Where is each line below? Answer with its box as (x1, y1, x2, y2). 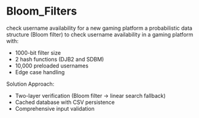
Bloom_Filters (6, 4, 78, 18)
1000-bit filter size (15, 49, 61, 56)
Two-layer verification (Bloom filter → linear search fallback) (15, 92, 166, 99)
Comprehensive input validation (15, 105, 95, 112)
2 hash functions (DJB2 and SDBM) (15, 55, 104, 63)
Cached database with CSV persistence (15, 99, 115, 106)
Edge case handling (15, 68, 65, 75)
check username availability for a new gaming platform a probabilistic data (6, 24, 193, 32)
